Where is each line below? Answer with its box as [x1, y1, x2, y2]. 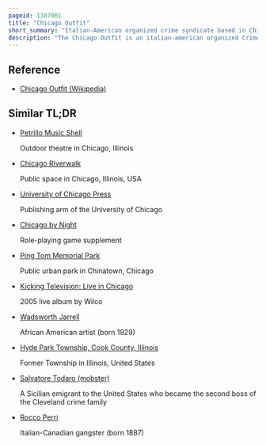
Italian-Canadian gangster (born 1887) [19, 428, 145, 437]
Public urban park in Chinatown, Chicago [19, 266, 154, 276]
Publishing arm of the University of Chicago [19, 204, 163, 214]
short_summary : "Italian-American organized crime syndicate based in [8, 26, 246, 34]
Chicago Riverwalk [19, 158, 82, 168]
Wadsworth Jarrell [19, 312, 80, 321]
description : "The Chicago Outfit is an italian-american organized [8, 33, 239, 42]
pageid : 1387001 [8, 11, 62, 20]
